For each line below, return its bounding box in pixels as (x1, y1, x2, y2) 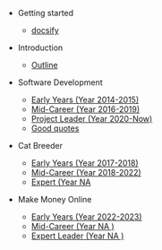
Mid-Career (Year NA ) (30, 221, 115, 231)
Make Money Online (17, 194, 92, 204)
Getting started (17, 8, 74, 18)
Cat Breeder (17, 141, 63, 151)
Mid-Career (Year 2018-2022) (30, 168, 141, 177)
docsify (30, 25, 60, 35)
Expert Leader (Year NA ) (30, 230, 124, 241)
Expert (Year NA (30, 177, 91, 187)
